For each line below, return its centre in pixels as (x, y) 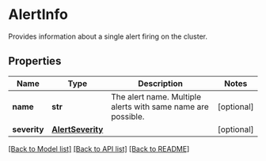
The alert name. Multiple (156, 96)
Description (161, 83)
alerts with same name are (160, 107)
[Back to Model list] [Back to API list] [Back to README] (99, 148)
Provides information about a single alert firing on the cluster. (108, 36)
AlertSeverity (77, 129)
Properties (35, 61)
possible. (127, 116)
